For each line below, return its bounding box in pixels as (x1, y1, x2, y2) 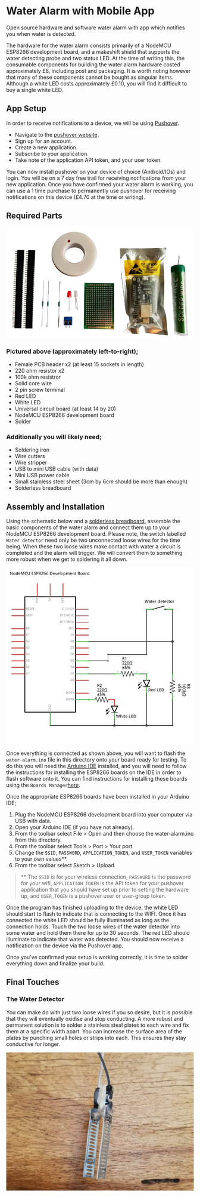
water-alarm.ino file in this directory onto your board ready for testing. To (6, 756, 187, 763)
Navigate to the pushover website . (14, 131, 99, 138)
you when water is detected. (6, 30, 76, 37)
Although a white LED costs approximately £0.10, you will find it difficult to (6, 79, 187, 87)
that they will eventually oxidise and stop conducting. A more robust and (6, 1015, 183, 1022)
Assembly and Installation (6, 502, 105, 512)
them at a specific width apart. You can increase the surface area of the (6, 1027, 183, 1035)
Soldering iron (14, 446, 49, 453)
